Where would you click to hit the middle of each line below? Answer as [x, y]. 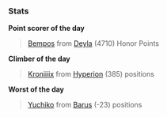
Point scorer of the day [47, 28]
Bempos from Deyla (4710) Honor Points [93, 43]
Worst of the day [36, 89]
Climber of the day [40, 59]
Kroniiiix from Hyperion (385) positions [91, 74]
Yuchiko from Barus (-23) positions [85, 105]
